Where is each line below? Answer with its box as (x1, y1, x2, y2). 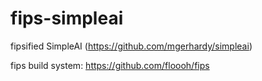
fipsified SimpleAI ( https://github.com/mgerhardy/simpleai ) (10, 40, 253, 52)
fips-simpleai (10, 7, 124, 30)
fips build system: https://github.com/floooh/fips (10, 59, 210, 71)
